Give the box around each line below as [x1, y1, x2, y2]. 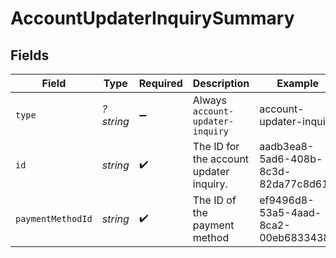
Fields [10, 47, 50, 64]
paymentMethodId [15, 213, 93, 224]
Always [192, 93, 227, 107]
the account [192, 152, 250, 166]
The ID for [192, 140, 240, 153]
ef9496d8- [259, 193, 315, 207]
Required [138, 77, 183, 90]
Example [276, 77, 320, 90]
